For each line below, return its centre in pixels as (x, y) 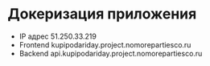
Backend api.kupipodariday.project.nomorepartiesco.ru (111, 53)
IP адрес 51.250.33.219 (58, 36)
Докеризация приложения (102, 14)
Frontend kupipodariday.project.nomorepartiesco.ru (105, 44)
